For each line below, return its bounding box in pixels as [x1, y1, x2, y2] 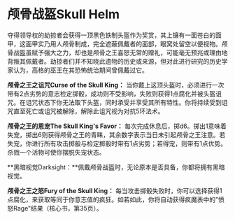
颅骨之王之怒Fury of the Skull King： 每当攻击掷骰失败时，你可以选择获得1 [7, 186, 222, 195]
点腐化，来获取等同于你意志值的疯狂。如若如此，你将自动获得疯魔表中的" [7, 195, 219, 204]
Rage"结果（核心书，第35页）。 [13, 204, 103, 212]
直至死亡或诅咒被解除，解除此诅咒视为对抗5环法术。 [13, 106, 164, 115]
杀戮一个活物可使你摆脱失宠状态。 [7, 148, 106, 156]
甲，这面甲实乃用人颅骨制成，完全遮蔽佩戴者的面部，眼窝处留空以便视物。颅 [7, 39, 228, 48]
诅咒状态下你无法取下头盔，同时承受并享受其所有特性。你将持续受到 [25, 98, 222, 106]
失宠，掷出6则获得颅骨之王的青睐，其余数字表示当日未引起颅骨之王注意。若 [7, 130, 226, 139]
